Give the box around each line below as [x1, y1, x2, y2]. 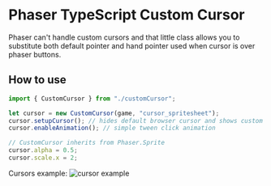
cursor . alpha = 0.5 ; [8, 146, 79, 154]
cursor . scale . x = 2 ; [8, 154, 79, 162]
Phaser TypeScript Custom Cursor [8, 6, 245, 24]
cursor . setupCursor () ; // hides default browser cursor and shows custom [8, 116, 264, 125]
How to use [8, 73, 67, 87]
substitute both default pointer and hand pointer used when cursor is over [8, 40, 256, 50]
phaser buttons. [8, 49, 62, 59]
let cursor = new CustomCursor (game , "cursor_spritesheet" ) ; [8, 109, 220, 117]
